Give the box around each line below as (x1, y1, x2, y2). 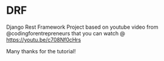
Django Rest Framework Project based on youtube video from (6, 23, 159, 30)
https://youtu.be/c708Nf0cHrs (6, 36, 81, 43)
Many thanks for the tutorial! (6, 47, 76, 54)
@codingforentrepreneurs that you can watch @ (6, 29, 126, 36)
